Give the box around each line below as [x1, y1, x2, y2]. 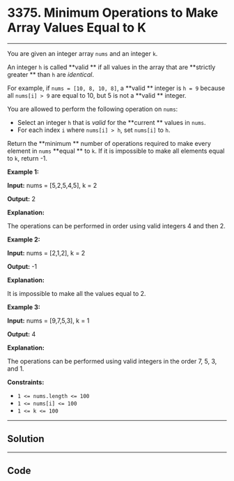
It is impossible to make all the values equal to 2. [7, 289, 146, 297]
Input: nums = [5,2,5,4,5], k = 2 [7, 181, 97, 189]
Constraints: [7, 378, 45, 386]
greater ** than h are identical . [7, 70, 94, 78]
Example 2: [7, 235, 40, 244]
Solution [7, 433, 45, 445]
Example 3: [7, 302, 40, 311]
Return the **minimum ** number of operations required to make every [7, 139, 211, 147]
